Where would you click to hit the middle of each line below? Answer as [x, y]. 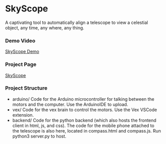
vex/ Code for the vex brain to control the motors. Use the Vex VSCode [84, 110]
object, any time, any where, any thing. [45, 27]
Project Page [21, 64]
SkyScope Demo [22, 52]
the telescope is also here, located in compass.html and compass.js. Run [86, 131]
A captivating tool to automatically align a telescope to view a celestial [77, 22]
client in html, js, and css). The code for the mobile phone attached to [83, 126]
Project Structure [26, 88]
